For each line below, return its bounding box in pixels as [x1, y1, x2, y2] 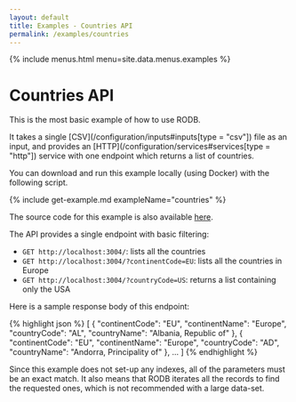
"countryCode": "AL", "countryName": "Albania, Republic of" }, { [9, 328, 243, 339]
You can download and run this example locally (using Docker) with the [9, 168, 270, 179]
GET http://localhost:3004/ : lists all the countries [21, 246, 206, 257]
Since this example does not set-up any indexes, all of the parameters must [9, 364, 286, 374]
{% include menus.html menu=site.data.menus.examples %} [9, 54, 231, 65]
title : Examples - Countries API [9, 21, 133, 30]
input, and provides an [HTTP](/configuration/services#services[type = [9, 141, 271, 152]
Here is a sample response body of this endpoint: [9, 301, 189, 312]
